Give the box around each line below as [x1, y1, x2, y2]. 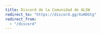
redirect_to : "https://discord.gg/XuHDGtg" [5, 12, 97, 17]
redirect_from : [5, 16, 37, 21]
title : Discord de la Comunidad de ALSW [5, 7, 91, 12]
